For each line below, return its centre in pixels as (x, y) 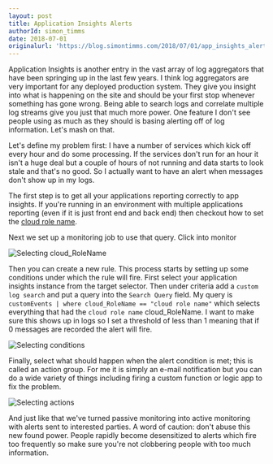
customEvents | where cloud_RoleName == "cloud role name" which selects (134, 304)
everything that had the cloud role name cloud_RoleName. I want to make (131, 312)
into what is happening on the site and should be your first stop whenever (132, 95)
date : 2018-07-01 (38, 39)
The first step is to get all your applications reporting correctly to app (124, 196)
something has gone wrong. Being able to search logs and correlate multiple (136, 104)
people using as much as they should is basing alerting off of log (117, 121)
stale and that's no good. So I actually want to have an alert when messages (136, 171)
